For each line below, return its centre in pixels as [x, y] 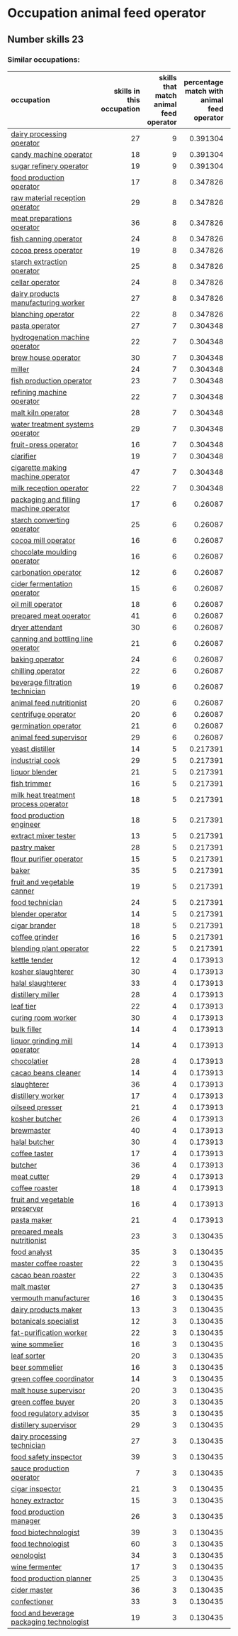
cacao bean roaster [43, 1275]
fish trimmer [31, 784]
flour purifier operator [47, 859]
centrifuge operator [44, 714]
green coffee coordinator [52, 1378]
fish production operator [51, 380]
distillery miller [35, 994]
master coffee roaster [47, 1263]
